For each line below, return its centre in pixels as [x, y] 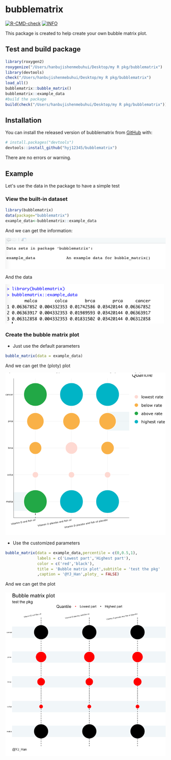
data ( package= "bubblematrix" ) [37, 216]
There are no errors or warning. [38, 158]
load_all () [17, 83]
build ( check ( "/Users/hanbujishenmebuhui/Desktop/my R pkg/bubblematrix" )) [86, 104]
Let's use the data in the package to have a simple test [63, 186]
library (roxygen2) [25, 62]
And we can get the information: [39, 230]
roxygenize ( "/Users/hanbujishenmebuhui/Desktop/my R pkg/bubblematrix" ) [84, 67]
